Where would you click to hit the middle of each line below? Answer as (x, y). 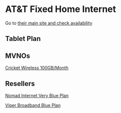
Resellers (20, 83)
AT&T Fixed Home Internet (61, 9)
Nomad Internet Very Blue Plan (37, 95)
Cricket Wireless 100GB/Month (37, 68)
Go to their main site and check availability (49, 23)
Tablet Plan (23, 39)
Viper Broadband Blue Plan (33, 105)
